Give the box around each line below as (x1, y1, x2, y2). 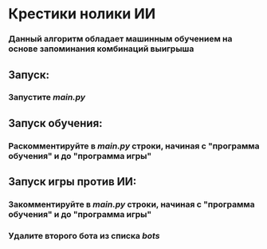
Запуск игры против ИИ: (8, 175, 137, 188)
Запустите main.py (8, 92, 86, 103)
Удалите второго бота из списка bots (8, 230, 160, 241)
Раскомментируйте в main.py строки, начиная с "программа (8, 140, 260, 152)
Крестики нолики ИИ (8, 5, 156, 23)
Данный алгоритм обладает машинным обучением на (8, 34, 233, 45)
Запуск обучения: (8, 117, 103, 130)
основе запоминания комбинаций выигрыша (8, 43, 194, 54)
